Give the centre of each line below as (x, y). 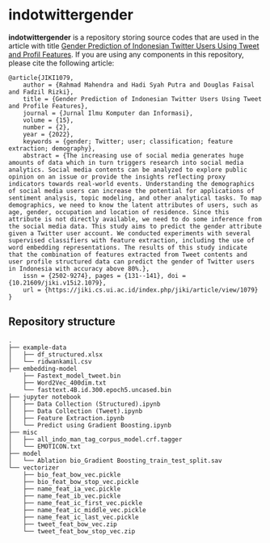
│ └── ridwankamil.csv (50, 361)
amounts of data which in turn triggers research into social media (126, 162)
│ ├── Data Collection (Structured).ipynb (84, 404)
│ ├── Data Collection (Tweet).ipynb (76, 411)
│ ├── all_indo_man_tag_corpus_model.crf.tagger (95, 439)
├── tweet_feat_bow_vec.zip (70, 524)
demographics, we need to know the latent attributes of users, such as (133, 205)
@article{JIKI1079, (41, 78)
